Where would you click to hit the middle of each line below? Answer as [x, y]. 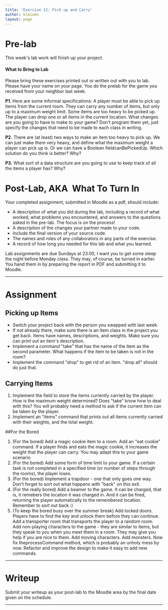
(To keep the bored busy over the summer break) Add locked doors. [82, 511]
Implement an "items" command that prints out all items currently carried [87, 417]
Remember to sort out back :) [43, 505]
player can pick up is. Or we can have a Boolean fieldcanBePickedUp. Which [84, 148]
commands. [24, 553]
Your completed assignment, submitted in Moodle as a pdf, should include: [82, 202]
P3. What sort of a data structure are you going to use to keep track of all [80, 163]
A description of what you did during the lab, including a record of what [86, 212]
